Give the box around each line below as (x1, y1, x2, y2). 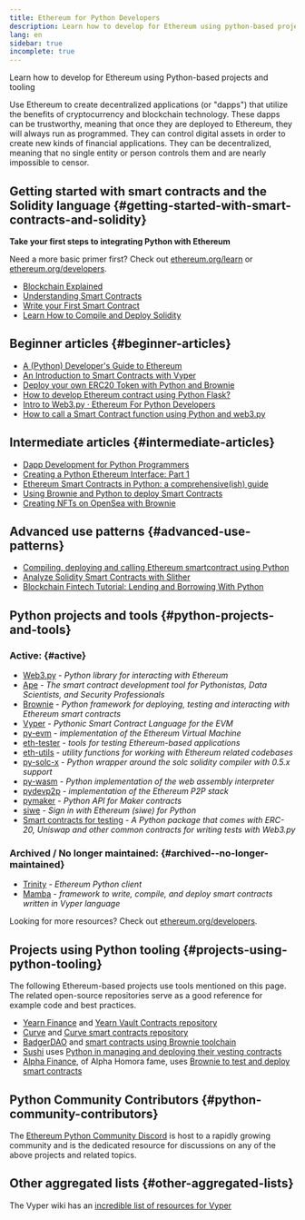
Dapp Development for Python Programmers (22, 459, 190, 470)
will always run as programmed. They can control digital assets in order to (9, 128, 286, 139)
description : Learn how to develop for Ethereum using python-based (9, 22, 274, 31)
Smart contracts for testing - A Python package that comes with (22, 815, 263, 826)
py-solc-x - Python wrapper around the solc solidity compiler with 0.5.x (22, 757, 290, 768)
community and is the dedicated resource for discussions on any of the (9, 1139, 277, 1150)
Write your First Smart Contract (22, 300, 141, 311)
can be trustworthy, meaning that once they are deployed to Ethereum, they (9, 119, 293, 130)
